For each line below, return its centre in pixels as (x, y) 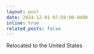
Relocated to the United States (45, 46)
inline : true (23, 23)
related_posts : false (34, 28)
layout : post (23, 12)
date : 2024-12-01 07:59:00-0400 (47, 17)
